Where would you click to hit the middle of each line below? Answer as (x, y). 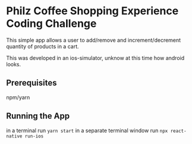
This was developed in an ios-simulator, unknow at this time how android (95, 58)
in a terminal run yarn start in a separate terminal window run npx (87, 130)
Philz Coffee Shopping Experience (92, 11)
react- (178, 131)
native (14, 136)
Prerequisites (32, 83)
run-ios (34, 136)
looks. (14, 64)
